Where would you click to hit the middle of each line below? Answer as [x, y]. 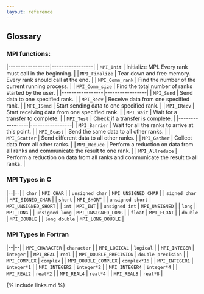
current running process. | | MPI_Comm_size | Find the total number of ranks [100, 86]
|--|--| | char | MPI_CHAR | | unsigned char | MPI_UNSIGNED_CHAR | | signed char [101, 193]
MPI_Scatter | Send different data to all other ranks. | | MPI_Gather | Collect [99, 138]
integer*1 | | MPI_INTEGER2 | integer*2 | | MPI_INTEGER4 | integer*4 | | [92, 267]
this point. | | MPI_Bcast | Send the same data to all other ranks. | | [88, 132]
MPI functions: [29, 53]
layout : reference [30, 12]
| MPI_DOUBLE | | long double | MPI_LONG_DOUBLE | [65, 219]
